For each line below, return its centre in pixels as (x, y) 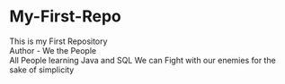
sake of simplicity (42, 70)
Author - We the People (53, 50)
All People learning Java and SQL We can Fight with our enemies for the (142, 60)
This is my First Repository (58, 41)
